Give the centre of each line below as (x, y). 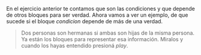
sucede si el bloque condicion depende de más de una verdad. (85, 21)
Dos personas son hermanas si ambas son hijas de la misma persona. (108, 33)
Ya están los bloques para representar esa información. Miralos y (102, 39)
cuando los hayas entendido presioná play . (75, 45)
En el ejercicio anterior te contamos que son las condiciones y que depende (101, 9)
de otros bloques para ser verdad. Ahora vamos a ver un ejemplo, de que (97, 15)
